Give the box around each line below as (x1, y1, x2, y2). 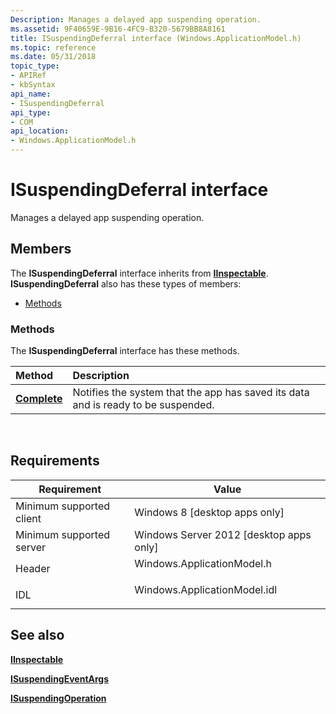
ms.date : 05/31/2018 (10, 52, 97, 62)
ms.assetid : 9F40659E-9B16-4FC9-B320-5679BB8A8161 (10, 24, 226, 34)
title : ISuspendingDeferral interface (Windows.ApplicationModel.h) (10, 33, 302, 43)
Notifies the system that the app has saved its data (72, 386, 310, 400)
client (15, 511, 42, 525)
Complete (15, 392, 63, 406)
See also (10, 627, 65, 644)
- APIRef (10, 71, 47, 81)
